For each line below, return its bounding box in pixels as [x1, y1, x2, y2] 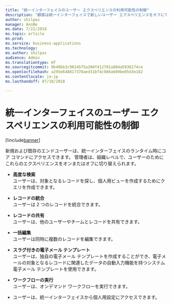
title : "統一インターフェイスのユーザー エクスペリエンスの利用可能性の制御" [5, 7, 149, 13]
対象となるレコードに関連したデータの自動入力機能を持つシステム [26, 259, 165, 266]
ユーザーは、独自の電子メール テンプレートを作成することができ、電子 [12, 253, 162, 259]
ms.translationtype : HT [5, 60, 56, 65]
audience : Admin [5, 55, 40, 60]
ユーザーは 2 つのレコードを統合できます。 [12, 201, 103, 207]
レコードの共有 [12, 212, 45, 218]
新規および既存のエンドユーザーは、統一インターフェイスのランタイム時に [5, 147, 162, 154]
